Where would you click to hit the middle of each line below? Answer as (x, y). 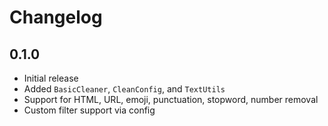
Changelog (56, 17)
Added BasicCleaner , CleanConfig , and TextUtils (124, 89)
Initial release (51, 78)
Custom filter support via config (89, 110)
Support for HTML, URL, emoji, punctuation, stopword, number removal (171, 99)
